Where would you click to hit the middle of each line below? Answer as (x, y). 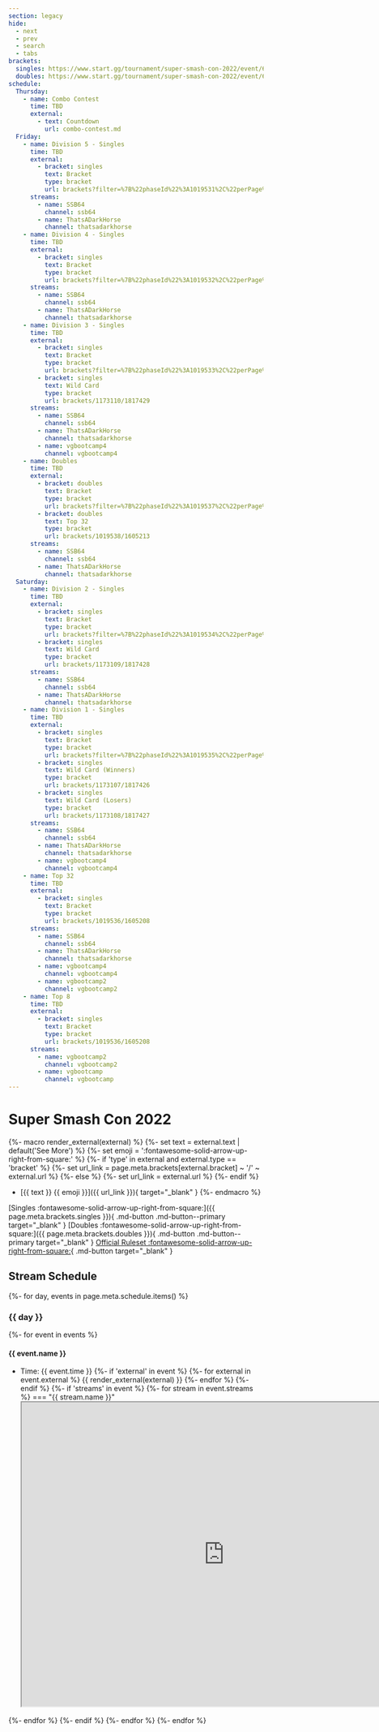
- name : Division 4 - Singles (74, 235)
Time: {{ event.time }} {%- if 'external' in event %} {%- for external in (135, 1371)
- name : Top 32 (49, 876)
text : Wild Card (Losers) (88, 800)
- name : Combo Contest (61, 99)
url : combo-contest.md (83, 129)
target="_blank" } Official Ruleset (91, 1242)
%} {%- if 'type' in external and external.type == (155, 1159)
